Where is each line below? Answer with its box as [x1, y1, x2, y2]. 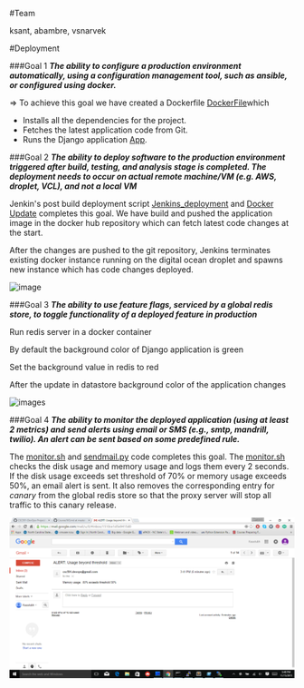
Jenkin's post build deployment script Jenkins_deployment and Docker [9, 199, 274, 209]
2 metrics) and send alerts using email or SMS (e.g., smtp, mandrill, [9, 424, 270, 435]
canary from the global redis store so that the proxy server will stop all [9, 490, 271, 500]
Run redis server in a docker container [9, 327, 152, 337]
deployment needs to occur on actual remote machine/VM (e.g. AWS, [9, 172, 278, 182]
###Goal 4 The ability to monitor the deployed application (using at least [9, 415, 290, 425]
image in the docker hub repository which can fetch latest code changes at [9, 218, 290, 228]
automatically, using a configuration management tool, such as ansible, [9, 70, 288, 81]
